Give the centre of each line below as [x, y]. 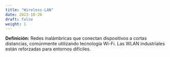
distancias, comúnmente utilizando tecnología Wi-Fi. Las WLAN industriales [85, 44]
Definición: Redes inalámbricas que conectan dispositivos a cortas [76, 38]
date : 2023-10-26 [24, 15]
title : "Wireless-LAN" [29, 10]
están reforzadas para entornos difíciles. [48, 49]
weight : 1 [16, 24]
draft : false [19, 19]
